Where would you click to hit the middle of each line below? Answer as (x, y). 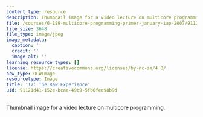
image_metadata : (27, 40)
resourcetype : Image (32, 79)
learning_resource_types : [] (43, 62)
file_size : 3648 (27, 29)
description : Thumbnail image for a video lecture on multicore (89, 17)
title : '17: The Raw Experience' (48, 85)
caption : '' (27, 46)
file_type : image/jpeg (35, 34)
